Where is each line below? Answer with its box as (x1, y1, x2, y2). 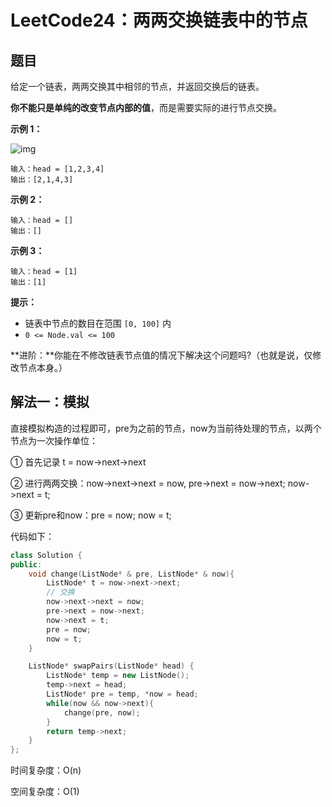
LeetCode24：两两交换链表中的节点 (10, 9, 308, 32)
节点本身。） (18, 362, 68, 373)
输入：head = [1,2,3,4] (10, 164, 105, 174)
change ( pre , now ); (63, 707, 141, 718)
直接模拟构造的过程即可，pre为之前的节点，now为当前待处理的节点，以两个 (10, 422, 322, 434)
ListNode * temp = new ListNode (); (46, 671, 190, 681)
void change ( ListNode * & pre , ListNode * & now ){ (28, 569, 235, 579)
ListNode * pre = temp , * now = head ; (46, 689, 199, 700)
